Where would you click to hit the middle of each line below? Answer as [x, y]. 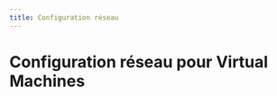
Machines [47, 81]
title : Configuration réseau [64, 17]
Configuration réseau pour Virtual [139, 61]
